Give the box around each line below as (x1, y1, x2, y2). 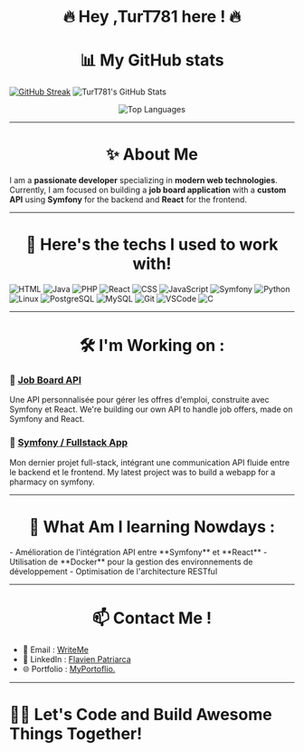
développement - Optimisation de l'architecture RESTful (9, 565, 218, 577)
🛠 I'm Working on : (79, 336, 225, 356)
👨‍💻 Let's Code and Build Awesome (9, 704, 273, 725)
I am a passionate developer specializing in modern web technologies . (9, 175, 278, 186)
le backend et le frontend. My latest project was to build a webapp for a (9, 466, 276, 477)
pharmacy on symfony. (9, 476, 95, 487)
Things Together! (9, 723, 143, 744)
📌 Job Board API (9, 374, 81, 386)
